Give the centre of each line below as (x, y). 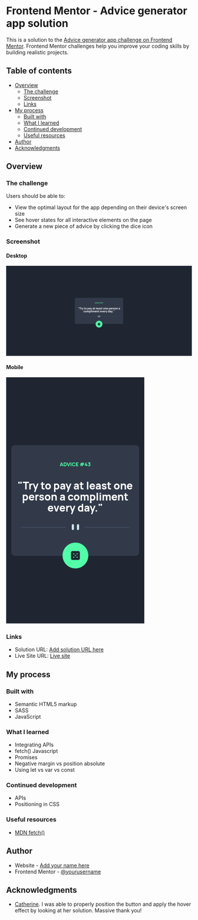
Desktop (17, 256)
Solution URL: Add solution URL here (59, 650)
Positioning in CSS (37, 804)
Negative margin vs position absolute (60, 764)
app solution (37, 23)
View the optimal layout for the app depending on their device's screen (101, 207)
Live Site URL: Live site (42, 656)
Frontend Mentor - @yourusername (58, 872)
